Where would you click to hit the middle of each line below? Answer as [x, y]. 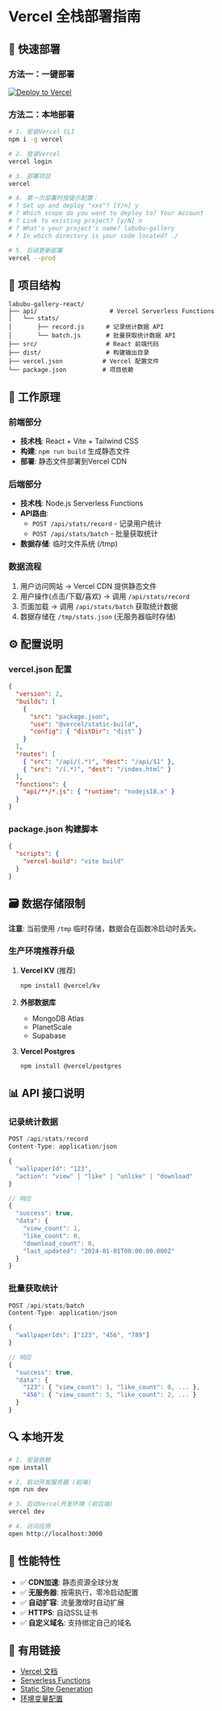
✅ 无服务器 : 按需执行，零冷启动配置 [79, 1592]
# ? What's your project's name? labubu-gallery [92, 228]
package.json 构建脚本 [53, 829]
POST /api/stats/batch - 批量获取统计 [95, 534]
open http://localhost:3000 [56, 1534]
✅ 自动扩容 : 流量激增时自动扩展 [72, 1602]
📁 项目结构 [34, 285]
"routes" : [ [36, 754]
